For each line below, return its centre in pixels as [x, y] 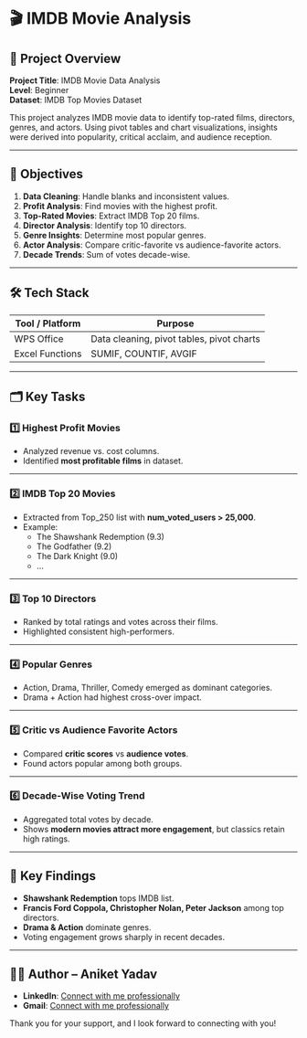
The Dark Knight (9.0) [77, 556]
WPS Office [39, 338]
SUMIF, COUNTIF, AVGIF [144, 354]
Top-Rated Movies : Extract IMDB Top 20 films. [111, 216]
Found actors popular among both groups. [102, 763]
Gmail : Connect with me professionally [95, 1006]
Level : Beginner [39, 90]
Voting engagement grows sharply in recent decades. [124, 937]
